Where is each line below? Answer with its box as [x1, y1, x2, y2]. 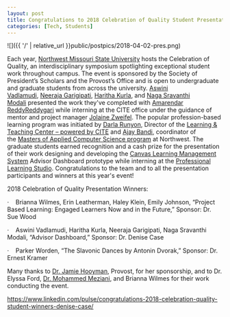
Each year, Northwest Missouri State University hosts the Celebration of [7, 55, 210, 63]
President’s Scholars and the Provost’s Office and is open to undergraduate [7, 77, 219, 85]
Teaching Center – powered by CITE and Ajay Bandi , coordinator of [7, 128, 196, 136]
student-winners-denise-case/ [7, 303, 94, 311]
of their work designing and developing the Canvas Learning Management [7, 150, 217, 158]
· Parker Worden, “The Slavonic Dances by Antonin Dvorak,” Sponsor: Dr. [7, 246, 218, 255]
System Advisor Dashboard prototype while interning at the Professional [7, 157, 211, 165]
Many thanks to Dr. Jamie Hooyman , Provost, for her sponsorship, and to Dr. [7, 267, 222, 275]
